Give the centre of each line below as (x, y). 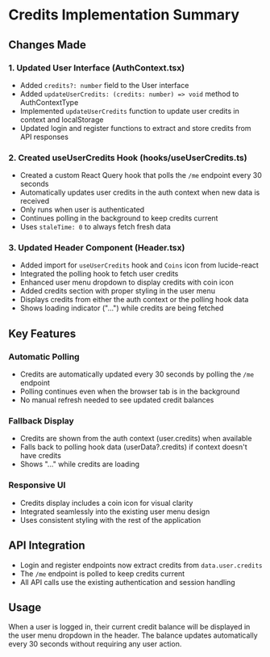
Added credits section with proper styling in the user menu (118, 291)
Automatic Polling (44, 356)
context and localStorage (62, 120)
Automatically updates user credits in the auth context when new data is (140, 192)
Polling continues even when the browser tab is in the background (130, 392)
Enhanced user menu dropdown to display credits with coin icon (127, 282)
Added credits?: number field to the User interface (104, 85)
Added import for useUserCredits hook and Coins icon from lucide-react (139, 265)
